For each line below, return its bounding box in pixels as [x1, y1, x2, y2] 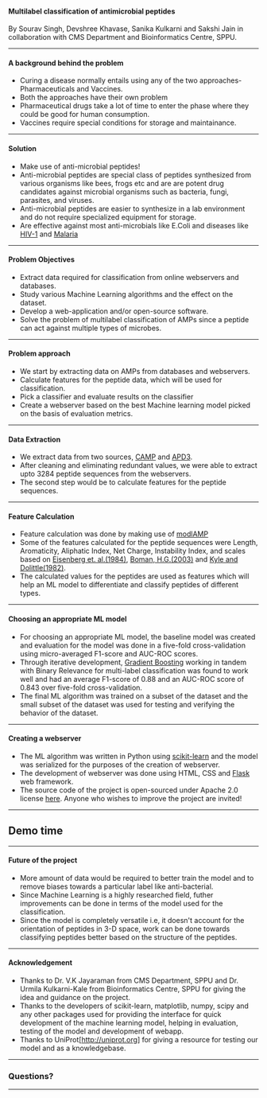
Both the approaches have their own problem [19, 92, 168, 103]
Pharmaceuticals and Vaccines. [19, 84, 123, 94]
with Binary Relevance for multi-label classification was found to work [19, 665, 249, 676]
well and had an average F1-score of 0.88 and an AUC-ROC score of [19, 674, 245, 683]
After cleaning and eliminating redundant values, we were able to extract [19, 461, 258, 470]
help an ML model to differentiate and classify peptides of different [19, 580, 239, 590]
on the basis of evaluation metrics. [19, 409, 133, 419]
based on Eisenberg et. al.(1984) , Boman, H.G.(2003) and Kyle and [19, 555, 238, 564]
